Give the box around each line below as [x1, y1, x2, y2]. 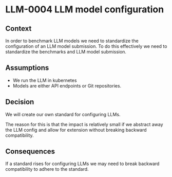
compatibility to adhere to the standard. [5, 166, 89, 172]
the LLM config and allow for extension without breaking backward [5, 127, 147, 133]
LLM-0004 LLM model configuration [5, 4, 164, 15]
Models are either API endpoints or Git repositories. [12, 82, 122, 88]
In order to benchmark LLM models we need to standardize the [5, 38, 139, 44]
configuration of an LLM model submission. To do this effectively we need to [5, 43, 167, 49]
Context [5, 24, 32, 33]
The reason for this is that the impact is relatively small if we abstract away [5, 121, 163, 127]
